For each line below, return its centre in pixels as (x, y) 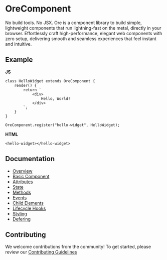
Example (19, 60)
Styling (20, 213)
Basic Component (31, 176)
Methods (22, 192)
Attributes (23, 182)
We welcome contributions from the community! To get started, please (78, 247)
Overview (22, 171)
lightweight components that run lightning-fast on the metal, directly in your (83, 28)
